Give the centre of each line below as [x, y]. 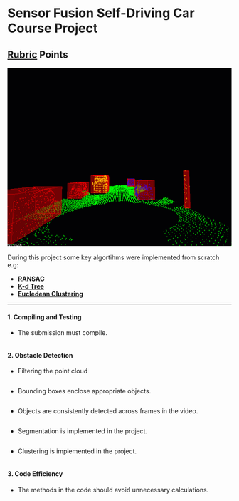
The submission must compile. [63, 333]
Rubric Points [38, 55]
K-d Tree [31, 286]
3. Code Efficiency [35, 474]
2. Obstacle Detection [40, 355]
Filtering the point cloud [52, 371]
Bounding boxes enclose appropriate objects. [84, 391]
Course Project [53, 28]
